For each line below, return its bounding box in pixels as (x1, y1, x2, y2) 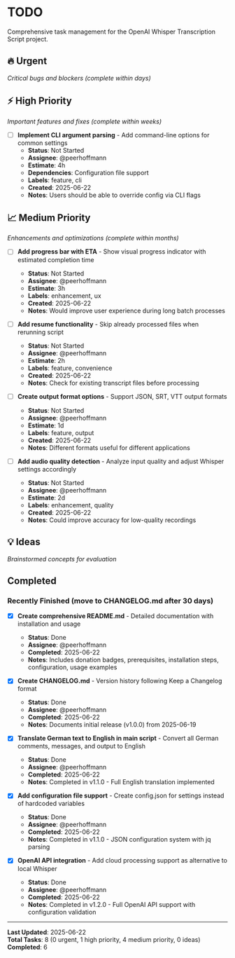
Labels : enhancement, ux (27, 292, 101, 300)
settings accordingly (17, 465, 77, 473)
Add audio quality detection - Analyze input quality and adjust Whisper (17, 457, 225, 465)
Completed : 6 (7, 943, 48, 951)
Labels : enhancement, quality (27, 500, 114, 509)
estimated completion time (17, 255, 94, 264)
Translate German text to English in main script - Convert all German (17, 734, 219, 743)
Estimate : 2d (27, 493, 66, 502)
